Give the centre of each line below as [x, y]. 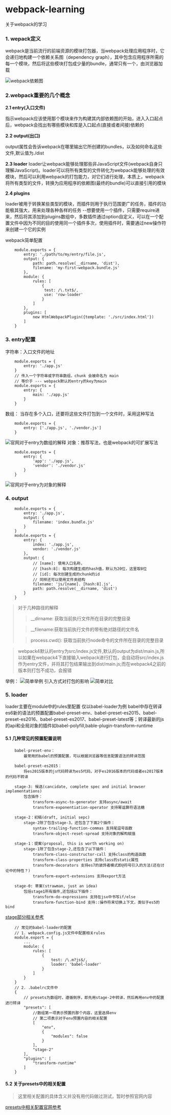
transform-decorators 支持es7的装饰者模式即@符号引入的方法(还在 [96, 865]
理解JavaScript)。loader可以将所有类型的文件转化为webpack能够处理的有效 [85, 170]
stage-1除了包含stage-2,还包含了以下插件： [66, 849]
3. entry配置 [20, 339]
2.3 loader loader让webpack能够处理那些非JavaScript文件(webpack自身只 [84, 164]
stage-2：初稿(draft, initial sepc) [52, 817]
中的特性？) [20, 871]
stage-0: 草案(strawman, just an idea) [56, 886]
